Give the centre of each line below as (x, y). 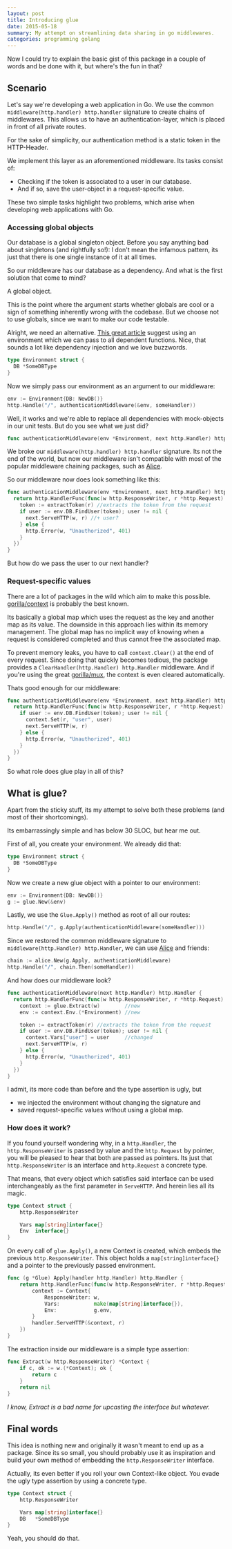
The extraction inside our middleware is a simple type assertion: (98, 1349)
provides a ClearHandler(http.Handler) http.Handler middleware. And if (111, 667)
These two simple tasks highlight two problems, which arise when (101, 202)
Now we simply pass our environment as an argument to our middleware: (111, 386)
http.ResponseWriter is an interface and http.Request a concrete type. (107, 1165)
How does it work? (39, 1128)
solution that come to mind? (47, 278)
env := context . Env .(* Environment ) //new (80, 1012)
